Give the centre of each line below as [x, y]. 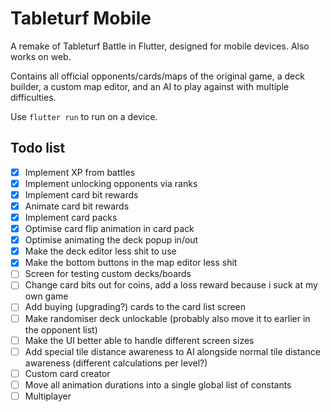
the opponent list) [61, 329]
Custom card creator [67, 373]
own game [46, 296]
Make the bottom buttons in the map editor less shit [131, 263]
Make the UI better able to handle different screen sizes [139, 340]
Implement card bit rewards [81, 194]
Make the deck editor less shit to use [100, 251]
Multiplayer [48, 396]
